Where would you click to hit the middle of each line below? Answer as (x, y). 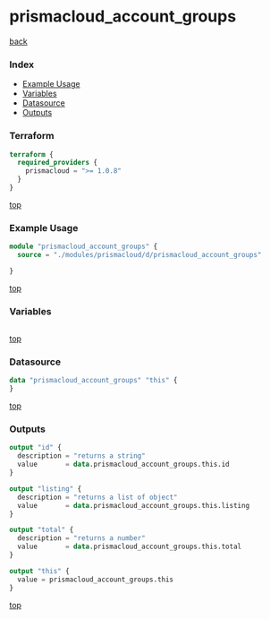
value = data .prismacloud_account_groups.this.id (123, 464)
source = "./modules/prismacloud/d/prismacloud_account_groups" (139, 255)
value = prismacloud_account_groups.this (96, 580)
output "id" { (36, 448)
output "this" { (39, 571)
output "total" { (42, 530)
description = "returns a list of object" (97, 497)
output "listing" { (46, 489)
